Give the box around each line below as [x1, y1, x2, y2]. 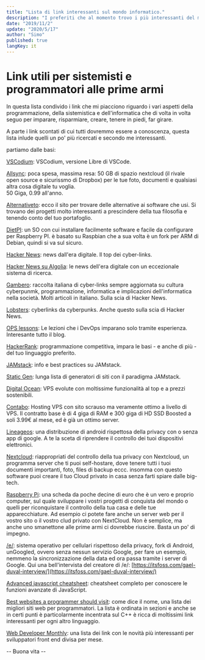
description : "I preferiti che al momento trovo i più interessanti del [6, 15, 195, 21]
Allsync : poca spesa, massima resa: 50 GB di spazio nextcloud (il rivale [6, 170, 185, 177]
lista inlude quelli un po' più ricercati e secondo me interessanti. [6, 134, 167, 141]
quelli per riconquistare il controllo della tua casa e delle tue [6, 503, 157, 511]
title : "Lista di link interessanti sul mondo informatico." [6, 9, 165, 15]
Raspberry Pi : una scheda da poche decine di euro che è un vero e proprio [6, 490, 194, 498]
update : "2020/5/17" [6, 26, 59, 32]
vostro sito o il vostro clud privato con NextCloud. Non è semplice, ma [6, 517, 182, 524]
